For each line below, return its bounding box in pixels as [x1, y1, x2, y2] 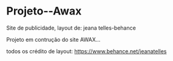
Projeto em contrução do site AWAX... [6, 36, 101, 43]
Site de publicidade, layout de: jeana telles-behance [6, 24, 137, 31]
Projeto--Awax [6, 4, 82, 18]
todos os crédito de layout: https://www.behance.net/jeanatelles [6, 47, 167, 55]
